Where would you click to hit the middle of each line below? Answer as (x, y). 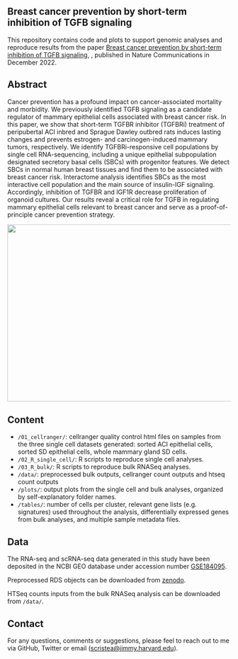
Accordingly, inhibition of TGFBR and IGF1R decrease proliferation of (107, 192)
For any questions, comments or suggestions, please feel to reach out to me (119, 641)
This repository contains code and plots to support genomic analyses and (115, 40)
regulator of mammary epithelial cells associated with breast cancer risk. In (117, 117)
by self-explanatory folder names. (67, 497)
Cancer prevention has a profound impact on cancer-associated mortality (114, 101)
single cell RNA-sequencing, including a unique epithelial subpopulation (112, 154)
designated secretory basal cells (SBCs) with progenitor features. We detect (119, 161)
